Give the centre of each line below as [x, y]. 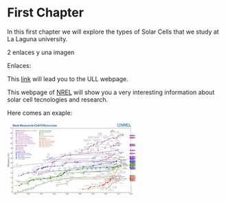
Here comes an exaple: [40, 113]
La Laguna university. [37, 38]
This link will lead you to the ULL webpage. [68, 79]
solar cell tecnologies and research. [58, 99]
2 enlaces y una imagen [41, 52]
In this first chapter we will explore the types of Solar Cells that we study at [113, 32]
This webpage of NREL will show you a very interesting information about [111, 92]
